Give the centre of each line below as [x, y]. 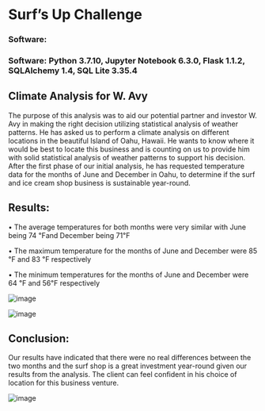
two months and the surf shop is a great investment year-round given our [128, 366]
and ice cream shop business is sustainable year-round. [100, 182]
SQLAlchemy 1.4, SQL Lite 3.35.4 [73, 71]
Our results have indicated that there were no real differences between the [130, 358]
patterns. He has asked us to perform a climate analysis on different [119, 132]
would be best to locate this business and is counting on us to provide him [129, 149]
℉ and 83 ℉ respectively [50, 259]
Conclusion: [39, 339]
